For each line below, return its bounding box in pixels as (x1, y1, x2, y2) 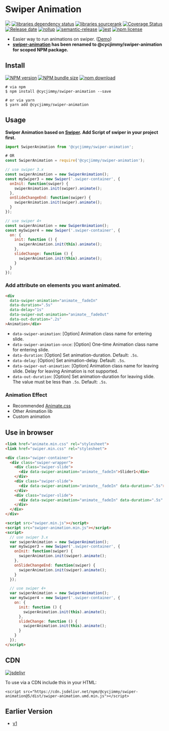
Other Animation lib (12, 408, 53, 414)
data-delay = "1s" (10, 308, 44, 313)
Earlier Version (5, 707, 53, 716)
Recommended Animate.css (12, 403, 71, 409)
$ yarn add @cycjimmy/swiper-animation (5, 102, 89, 107)
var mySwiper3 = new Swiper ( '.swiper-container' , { (10, 544, 121, 549)
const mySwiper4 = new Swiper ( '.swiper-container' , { (5, 228, 121, 233)
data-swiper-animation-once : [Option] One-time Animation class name (12, 341, 158, 347)
